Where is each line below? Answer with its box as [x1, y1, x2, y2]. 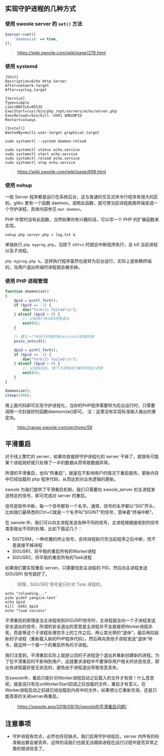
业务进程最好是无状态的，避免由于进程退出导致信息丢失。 [5, 664, 121, 670]
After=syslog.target [5, 87, 47, 92]
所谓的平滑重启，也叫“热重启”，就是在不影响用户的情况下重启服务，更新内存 [5, 470, 159, 476]
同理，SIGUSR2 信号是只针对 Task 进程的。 [17, 581, 105, 587]
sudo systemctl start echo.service [5, 151, 78, 157]
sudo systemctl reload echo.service [5, 156, 80, 160]
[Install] [5, 126, 25, 131]
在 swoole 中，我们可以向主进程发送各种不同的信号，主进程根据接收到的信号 [5, 520, 159, 526]
